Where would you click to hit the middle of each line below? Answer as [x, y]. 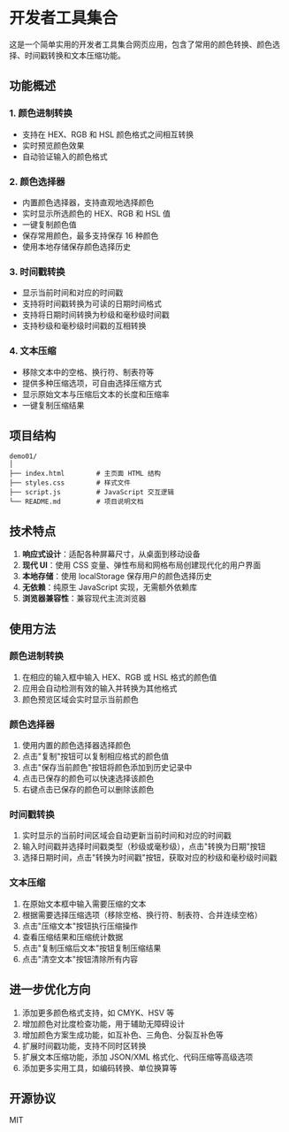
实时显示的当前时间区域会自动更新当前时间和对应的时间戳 [126, 836]
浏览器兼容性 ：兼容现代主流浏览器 [84, 599]
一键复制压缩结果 [53, 405]
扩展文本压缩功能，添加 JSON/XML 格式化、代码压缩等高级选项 [137, 1057]
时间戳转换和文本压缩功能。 [75, 55]
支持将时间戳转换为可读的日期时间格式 [91, 304]
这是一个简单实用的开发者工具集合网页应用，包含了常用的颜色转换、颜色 [141, 44]
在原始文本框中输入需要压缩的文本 [84, 904]
